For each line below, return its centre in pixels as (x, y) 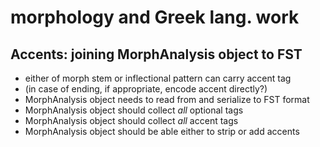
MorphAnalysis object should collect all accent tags (131, 120)
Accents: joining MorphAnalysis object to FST (156, 54)
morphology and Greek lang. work (155, 17)
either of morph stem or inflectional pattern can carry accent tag (158, 78)
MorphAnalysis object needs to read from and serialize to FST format (167, 99)
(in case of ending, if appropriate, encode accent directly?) (146, 89)
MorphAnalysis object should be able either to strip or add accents (162, 131)
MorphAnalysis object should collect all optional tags (134, 110)
